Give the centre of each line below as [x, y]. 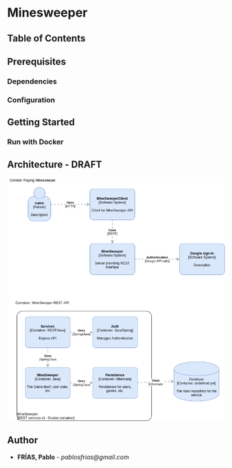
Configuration [31, 100]
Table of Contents [47, 38]
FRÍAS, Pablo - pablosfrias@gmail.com [73, 457]
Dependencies [32, 81]
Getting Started [41, 122]
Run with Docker [36, 142]
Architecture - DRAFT [55, 164]
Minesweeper [47, 13]
